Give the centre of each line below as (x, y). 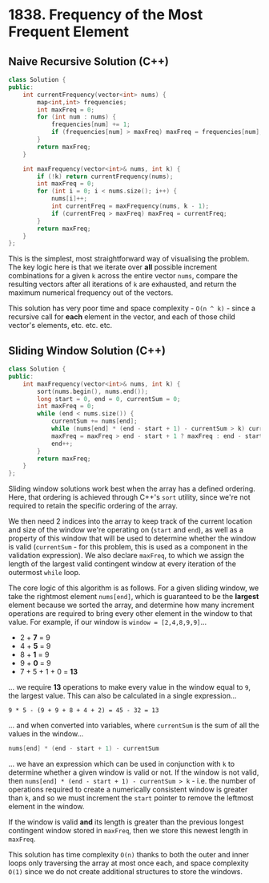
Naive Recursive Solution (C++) (89, 61)
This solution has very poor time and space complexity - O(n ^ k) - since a (132, 308)
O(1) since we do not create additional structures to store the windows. (125, 872)
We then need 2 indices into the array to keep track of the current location (130, 521)
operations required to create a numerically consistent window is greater (128, 790)
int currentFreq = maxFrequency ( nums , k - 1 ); (130, 206)
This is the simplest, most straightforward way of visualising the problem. (129, 259)
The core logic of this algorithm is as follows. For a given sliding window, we (134, 588)
